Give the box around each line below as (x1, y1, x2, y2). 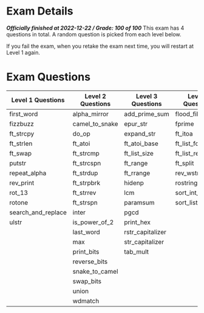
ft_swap (9, 149, 32, 157)
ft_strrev (72, 188, 97, 197)
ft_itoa (175, 129, 193, 137)
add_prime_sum (124, 110, 170, 118)
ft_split (175, 159, 194, 167)
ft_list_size (124, 149, 154, 157)
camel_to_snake (72, 119, 118, 128)
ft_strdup (72, 168, 98, 177)
